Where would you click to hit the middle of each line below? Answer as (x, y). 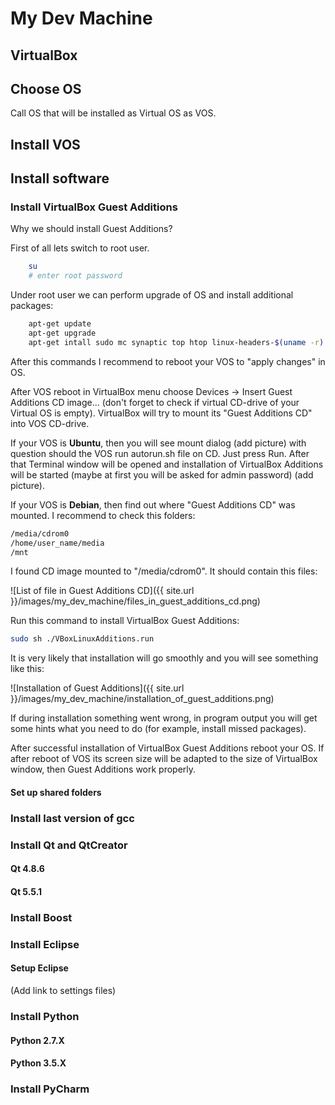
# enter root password (75, 276)
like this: (27, 669)
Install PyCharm (50, 1089)
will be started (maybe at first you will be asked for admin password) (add (162, 474)
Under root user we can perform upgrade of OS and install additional (152, 295)
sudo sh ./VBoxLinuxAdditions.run (82, 639)
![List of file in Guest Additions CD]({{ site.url (102, 591)
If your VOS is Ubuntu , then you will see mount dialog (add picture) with (158, 443)
